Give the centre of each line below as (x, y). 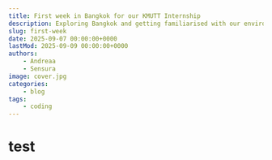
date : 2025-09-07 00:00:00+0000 (63, 39)
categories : (28, 84)
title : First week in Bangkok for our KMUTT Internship (104, 16)
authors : (23, 54)
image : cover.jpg (38, 76)
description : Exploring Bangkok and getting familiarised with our (125, 24)
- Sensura (40, 69)
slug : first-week (38, 31)
